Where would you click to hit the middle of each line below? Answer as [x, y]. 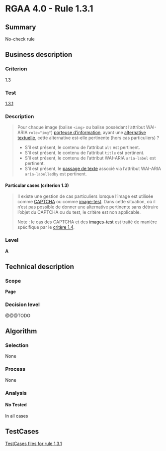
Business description [39, 55]
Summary [21, 27]
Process [15, 369]
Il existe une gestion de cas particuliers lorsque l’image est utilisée [85, 196]
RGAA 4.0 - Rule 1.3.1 [49, 9]
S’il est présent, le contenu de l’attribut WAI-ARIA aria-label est [90, 158]
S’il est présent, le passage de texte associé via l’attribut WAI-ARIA [93, 169]
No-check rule [20, 39]
